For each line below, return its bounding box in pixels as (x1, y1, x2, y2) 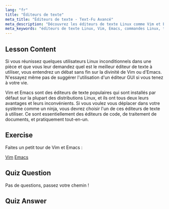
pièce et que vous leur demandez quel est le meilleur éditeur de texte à (5, 64, 152, 70)
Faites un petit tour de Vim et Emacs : (5, 144, 83, 150)
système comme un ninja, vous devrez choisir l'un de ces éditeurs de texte (5, 106, 160, 112)
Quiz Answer (5, 196, 47, 205)
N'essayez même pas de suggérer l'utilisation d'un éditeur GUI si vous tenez (5, 74, 163, 80)
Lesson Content (5, 45, 56, 54)
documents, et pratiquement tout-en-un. (5, 116, 89, 122)
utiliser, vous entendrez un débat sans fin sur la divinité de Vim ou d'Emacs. (5, 69, 162, 75)
